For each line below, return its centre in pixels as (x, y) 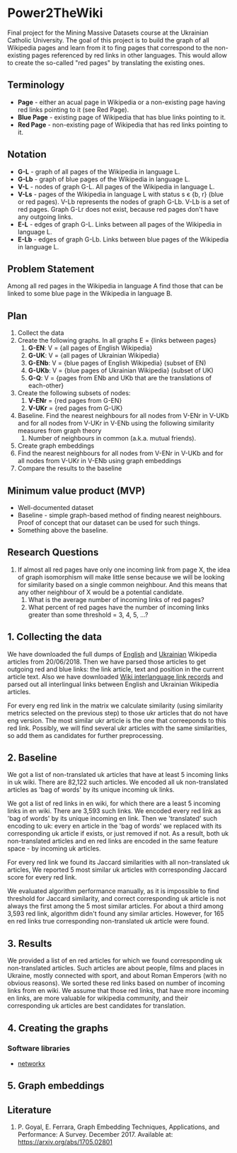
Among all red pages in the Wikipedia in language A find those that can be (115, 286)
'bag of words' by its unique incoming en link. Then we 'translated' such (112, 819)
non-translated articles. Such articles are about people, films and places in (116, 968)
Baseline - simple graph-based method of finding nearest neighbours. (120, 515)
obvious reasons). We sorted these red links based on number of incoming (116, 983)
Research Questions (53, 553)
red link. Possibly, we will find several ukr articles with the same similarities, (117, 728)
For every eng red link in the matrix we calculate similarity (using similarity (115, 705)
